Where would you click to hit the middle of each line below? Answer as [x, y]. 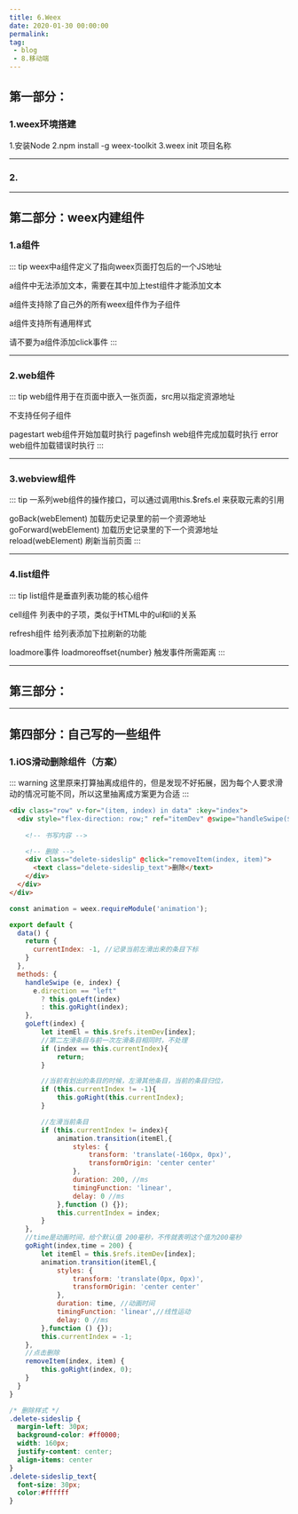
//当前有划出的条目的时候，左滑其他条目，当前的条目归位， [134, 1081]
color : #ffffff [43, 1493]
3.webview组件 [43, 479]
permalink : [29, 34]
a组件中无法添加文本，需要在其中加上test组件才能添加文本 [115, 285]
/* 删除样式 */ [35, 1410]
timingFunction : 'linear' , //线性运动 [123, 1312]
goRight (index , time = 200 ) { [79, 1246]
